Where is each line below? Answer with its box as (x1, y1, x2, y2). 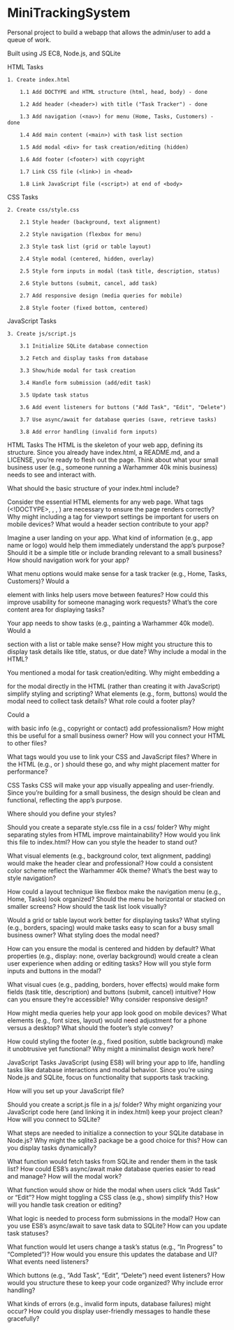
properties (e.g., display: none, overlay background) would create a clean (7, 952, 219, 960)
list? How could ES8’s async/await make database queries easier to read (7, 1165, 216, 1173)
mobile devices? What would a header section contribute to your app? (7, 520, 209, 528)
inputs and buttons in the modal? (7, 966, 101, 975)
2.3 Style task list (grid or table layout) (20, 243, 152, 250)
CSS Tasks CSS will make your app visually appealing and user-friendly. (7, 781, 214, 789)
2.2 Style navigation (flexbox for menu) (20, 231, 142, 238)
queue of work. (7, 35, 51, 43)
